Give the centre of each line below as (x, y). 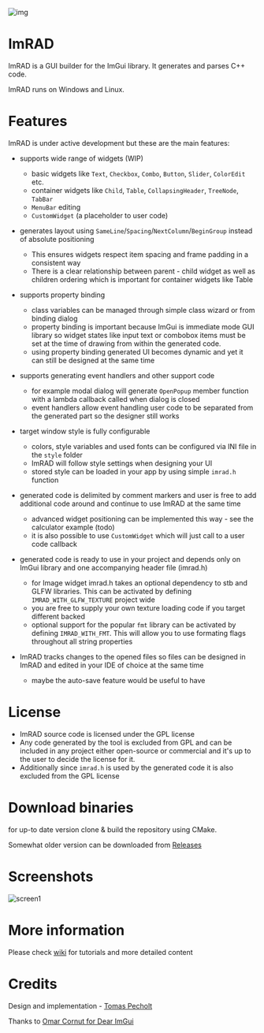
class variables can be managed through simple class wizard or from (143, 310)
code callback (54, 544)
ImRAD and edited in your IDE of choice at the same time (112, 665)
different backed (58, 616)
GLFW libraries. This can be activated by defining (112, 591)
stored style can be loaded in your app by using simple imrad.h (134, 471)
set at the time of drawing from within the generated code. (126, 344)
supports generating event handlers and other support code (117, 375)
